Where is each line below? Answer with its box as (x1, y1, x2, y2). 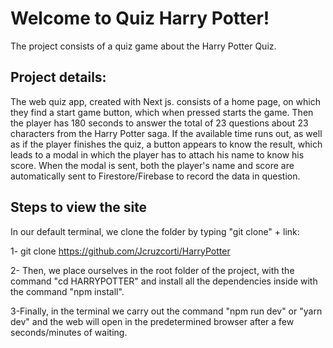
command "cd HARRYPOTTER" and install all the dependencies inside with (10, 275, 318, 287)
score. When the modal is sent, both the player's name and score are (10, 159, 295, 171)
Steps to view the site (10, 199, 148, 216)
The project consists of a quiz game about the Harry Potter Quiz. (10, 40, 277, 52)
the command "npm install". (10, 285, 125, 297)
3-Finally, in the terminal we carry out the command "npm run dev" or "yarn (10, 305, 323, 317)
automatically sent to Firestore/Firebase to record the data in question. (10, 170, 301, 182)
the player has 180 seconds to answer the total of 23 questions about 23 (10, 117, 309, 129)
